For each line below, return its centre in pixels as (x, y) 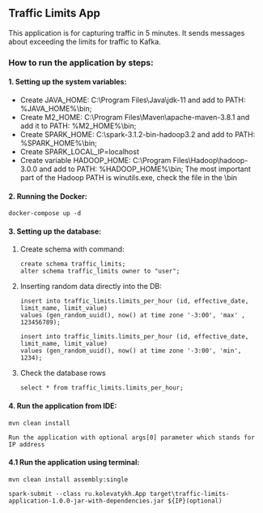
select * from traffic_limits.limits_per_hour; (102, 388)
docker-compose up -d (45, 213)
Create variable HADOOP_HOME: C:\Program (95, 160)
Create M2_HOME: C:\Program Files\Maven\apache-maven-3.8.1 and (135, 117)
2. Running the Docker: (48, 196)
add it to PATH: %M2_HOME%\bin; (78, 126)
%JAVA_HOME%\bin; (56, 108)
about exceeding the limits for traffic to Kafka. (85, 41)
